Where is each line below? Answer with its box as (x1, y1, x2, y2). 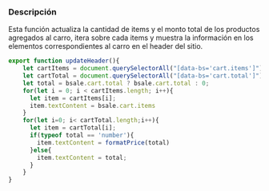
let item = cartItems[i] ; (29, 94, 116, 102)
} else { (29, 146, 52, 154)
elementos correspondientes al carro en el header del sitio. (8, 42, 203, 51)
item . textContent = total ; (37, 153, 127, 161)
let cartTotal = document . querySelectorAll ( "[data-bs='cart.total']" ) (22, 72, 263, 80)
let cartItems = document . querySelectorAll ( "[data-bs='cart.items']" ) (22, 65, 263, 73)
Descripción (8, 6, 58, 18)
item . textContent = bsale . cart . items (29, 101, 156, 109)
